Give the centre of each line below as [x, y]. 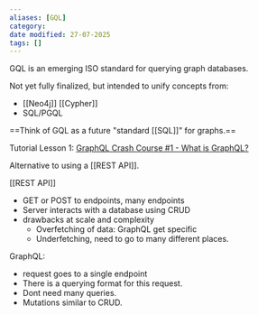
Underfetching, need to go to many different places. [132, 239]
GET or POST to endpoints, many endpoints [103, 200]
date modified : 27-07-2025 [60, 34]
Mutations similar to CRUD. [73, 302]
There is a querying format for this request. [102, 283]
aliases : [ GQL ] [38, 18]
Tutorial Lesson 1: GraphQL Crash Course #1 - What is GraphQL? [129, 148]
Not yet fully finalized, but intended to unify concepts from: [119, 86]
